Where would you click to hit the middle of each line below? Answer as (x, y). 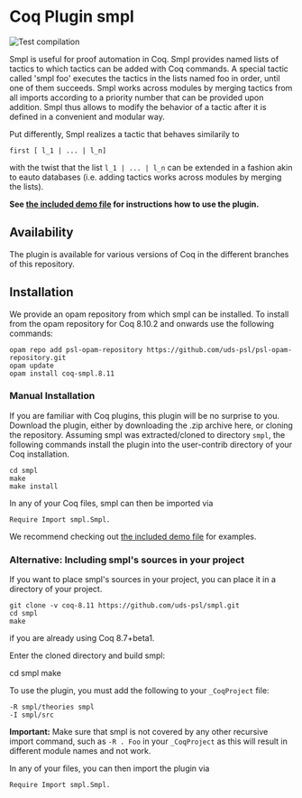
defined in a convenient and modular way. (87, 116)
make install (34, 486)
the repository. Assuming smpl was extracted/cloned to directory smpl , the (147, 434)
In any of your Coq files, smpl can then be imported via (111, 503)
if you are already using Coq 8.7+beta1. (82, 638)
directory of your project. (56, 589)
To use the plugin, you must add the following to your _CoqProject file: (139, 691)
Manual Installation (52, 396)
